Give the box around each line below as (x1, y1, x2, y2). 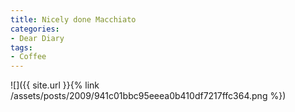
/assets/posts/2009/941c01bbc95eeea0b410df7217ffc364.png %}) (10, 90, 287, 102)
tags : (10, 42, 33, 53)
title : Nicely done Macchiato (10, 14, 137, 25)
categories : (10, 24, 60, 34)
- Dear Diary (10, 33, 65, 43)
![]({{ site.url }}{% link (10, 79, 100, 91)
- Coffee (10, 52, 47, 62)
